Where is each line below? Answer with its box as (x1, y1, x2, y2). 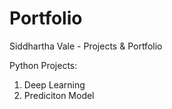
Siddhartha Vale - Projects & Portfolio (9, 40, 163, 52)
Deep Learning (23, 78, 86, 91)
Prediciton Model (23, 89, 95, 101)
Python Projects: (9, 59, 78, 71)
